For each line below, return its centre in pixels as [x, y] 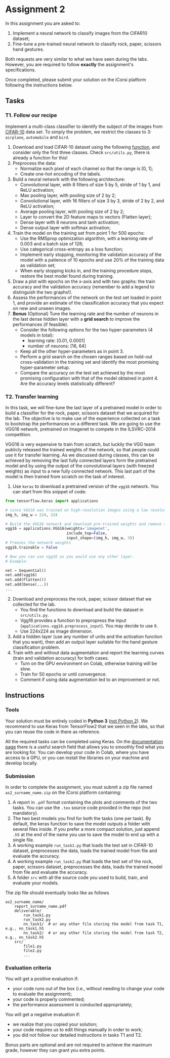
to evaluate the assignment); [42, 994]
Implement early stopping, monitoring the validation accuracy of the [91, 255]
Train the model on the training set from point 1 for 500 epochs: [79, 233]
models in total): [37, 335]
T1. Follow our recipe [31, 115]
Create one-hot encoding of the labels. [60, 174]
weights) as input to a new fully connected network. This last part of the [80, 471]
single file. [23, 840]
